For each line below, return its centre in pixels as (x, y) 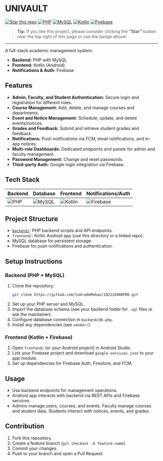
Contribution (25, 426)
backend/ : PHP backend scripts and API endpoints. (62, 230)
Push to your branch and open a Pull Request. (58, 453)
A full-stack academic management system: (49, 50)
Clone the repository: (33, 286)
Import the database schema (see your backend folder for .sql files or (82, 309)
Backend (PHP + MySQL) (35, 275)
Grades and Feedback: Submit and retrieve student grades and (75, 128)
